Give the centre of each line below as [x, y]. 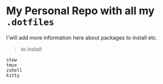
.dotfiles [30, 22]
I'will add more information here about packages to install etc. [82, 37]
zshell [14, 70]
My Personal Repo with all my [80, 11]
